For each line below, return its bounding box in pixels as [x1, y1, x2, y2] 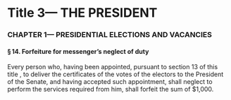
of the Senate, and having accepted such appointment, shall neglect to [7, 78, 213, 86]
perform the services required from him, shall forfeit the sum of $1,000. [7, 85, 214, 94]
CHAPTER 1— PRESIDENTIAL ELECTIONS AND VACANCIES [7, 30, 213, 40]
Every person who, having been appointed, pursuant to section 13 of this [7, 63, 218, 71]
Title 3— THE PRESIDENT [7, 5, 158, 21]
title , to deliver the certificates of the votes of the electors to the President [7, 70, 224, 78]
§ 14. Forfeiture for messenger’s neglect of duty [7, 47, 149, 55]
